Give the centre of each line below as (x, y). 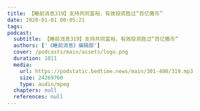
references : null (38, 97)
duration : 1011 (35, 59)
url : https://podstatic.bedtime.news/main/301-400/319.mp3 (107, 71)
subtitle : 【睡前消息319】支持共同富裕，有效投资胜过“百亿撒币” (96, 39)
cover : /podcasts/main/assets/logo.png (71, 52)
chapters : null (35, 90)
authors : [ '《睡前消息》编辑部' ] (57, 46)
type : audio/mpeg (45, 84)
